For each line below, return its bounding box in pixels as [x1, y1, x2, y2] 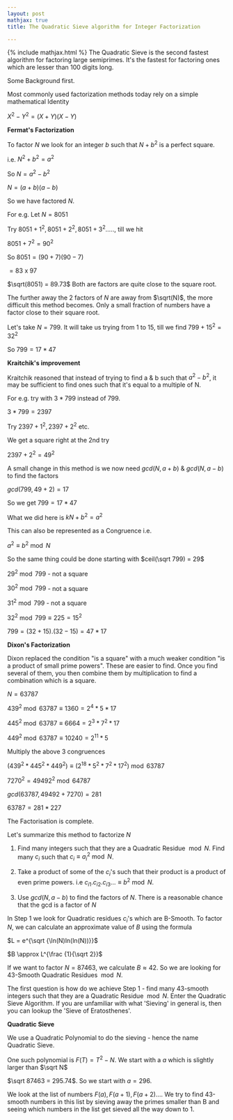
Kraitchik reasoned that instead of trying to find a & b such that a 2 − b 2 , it [7, 372, 217, 382]
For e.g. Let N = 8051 [7, 210, 68, 218]
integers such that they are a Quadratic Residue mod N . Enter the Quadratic [7, 992, 227, 1000]
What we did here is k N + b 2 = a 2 [7, 512, 103, 521]
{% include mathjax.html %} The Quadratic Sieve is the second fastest [7, 48, 209, 56]
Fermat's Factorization [7, 126, 74, 135]
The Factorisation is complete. [7, 817, 94, 825]
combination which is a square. [7, 676, 97, 684]
